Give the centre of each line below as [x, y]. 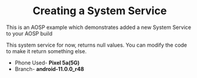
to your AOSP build [29, 33]
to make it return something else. [47, 51]
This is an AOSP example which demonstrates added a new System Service [99, 27]
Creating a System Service [100, 11]
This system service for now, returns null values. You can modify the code [97, 45]
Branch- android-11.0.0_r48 [49, 69]
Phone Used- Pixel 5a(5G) [47, 63]
